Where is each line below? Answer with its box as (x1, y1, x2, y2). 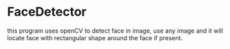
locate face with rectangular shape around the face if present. (7, 33, 183, 42)
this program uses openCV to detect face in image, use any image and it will (7, 27, 224, 35)
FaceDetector (7, 4, 87, 20)
